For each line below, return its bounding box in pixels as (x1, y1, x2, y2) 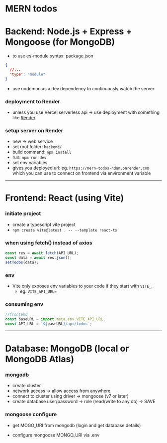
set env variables (12, 160, 48, 166)
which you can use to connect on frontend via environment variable (12, 170, 151, 176)
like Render (12, 114, 36, 120)
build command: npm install (12, 149, 72, 155)
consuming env (5, 300, 44, 307)
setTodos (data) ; (5, 260, 39, 265)
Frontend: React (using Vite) (5, 193, 124, 204)
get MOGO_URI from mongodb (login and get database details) (12, 422, 141, 428)
